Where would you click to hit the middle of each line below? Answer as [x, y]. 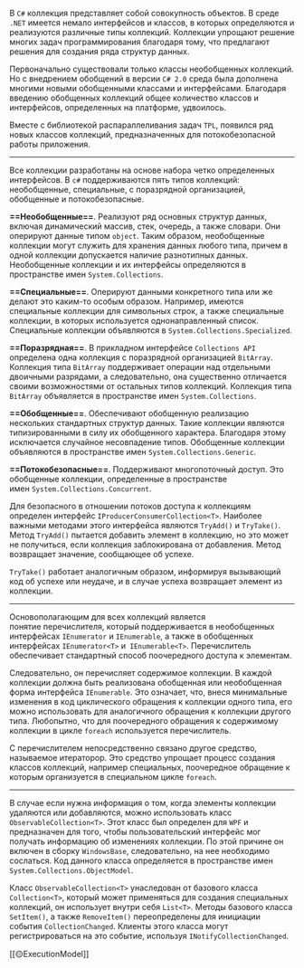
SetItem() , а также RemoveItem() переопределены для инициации [135, 916]
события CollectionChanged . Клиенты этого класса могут [119, 926]
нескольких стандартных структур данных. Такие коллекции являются [147, 423]
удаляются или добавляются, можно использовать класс [121, 812]
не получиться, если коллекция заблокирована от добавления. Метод [146, 545]
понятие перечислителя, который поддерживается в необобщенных [142, 626]
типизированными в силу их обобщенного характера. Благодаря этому [148, 432]
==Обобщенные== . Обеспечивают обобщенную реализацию [129, 413]
